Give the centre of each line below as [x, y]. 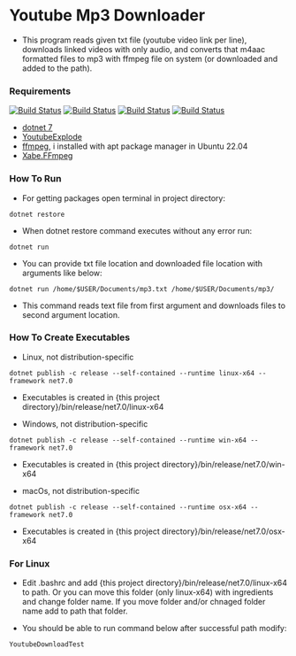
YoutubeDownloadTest [47, 644]
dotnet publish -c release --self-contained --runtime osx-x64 [128, 507]
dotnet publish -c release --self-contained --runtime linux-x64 [132, 373]
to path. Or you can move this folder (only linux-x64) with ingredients [148, 592]
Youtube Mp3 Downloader [107, 15]
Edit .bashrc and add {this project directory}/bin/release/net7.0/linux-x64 [155, 583]
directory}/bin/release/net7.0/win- [224, 464]
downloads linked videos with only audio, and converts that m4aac [144, 49]
